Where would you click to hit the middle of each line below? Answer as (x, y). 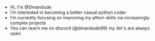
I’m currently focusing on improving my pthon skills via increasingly (80, 18)
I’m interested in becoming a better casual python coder (68, 12)
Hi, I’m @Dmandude (31, 7)
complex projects (28, 23)
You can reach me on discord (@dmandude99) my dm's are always (80, 28)
